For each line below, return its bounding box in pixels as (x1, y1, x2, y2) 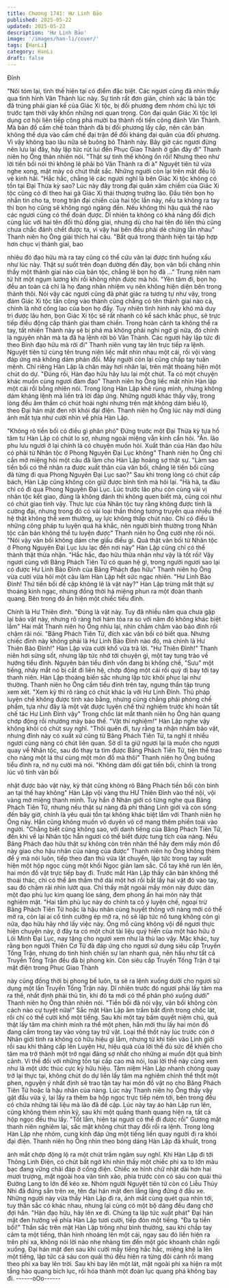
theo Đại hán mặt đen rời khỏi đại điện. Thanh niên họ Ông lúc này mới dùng (7, 406, 221, 414)
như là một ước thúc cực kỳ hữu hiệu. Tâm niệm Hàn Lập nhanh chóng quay (7, 1064, 221, 1072)
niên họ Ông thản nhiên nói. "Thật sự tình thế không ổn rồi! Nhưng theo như (7, 152, 220, 160)
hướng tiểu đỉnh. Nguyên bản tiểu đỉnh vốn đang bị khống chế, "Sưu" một (7, 658, 214, 667)
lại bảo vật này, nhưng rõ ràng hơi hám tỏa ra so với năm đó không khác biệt (7, 615, 221, 623)
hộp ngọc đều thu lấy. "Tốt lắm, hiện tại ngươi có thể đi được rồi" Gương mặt (7, 1115, 221, 1123)
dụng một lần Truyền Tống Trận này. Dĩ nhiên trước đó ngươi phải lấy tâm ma (7, 983, 223, 992)
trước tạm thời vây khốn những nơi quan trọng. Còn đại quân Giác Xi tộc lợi (7, 108, 217, 117)
